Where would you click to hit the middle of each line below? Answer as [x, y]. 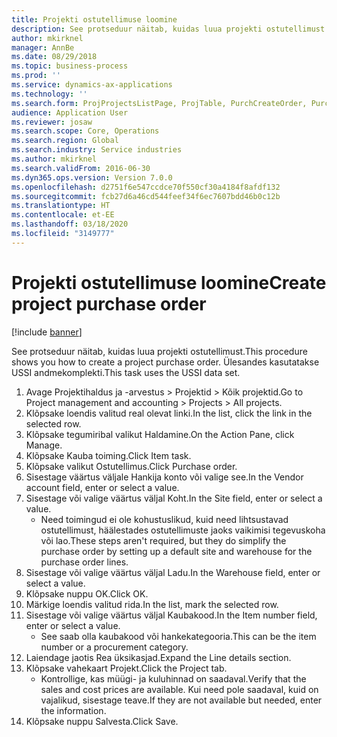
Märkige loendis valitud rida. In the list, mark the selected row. [152, 604]
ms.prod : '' [36, 76]
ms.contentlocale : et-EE [63, 215]
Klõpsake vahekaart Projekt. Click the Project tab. [126, 668]
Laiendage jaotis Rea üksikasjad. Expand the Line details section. [158, 657]
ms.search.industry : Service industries [97, 150]
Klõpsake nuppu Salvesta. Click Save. [102, 721]
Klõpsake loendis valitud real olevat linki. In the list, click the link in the [169, 413]
